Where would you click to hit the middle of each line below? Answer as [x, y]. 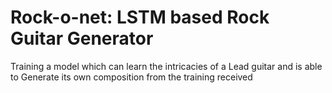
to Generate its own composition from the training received [131, 77]
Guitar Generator [82, 38]
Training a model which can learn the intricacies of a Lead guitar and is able [166, 66]
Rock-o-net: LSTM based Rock [140, 17]
